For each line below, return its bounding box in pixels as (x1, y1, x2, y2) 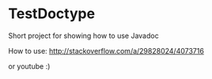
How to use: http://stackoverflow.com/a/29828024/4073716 (8, 46, 204, 55)
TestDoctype (8, 5, 96, 23)
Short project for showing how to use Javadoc (8, 31, 160, 40)
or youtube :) (8, 61, 51, 71)
